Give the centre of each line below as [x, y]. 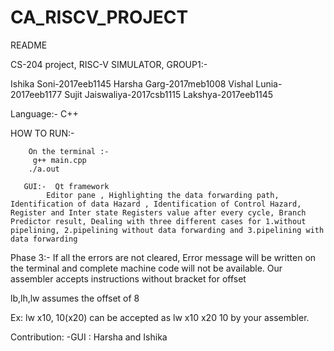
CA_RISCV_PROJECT [99, 17]
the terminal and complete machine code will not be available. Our [146, 268]
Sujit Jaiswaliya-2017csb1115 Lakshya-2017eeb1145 [169, 94]
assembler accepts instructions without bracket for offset [128, 278]
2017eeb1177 [36, 94]
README [29, 45]
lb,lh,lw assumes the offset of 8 [75, 298]
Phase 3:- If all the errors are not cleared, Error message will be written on [163, 257]
